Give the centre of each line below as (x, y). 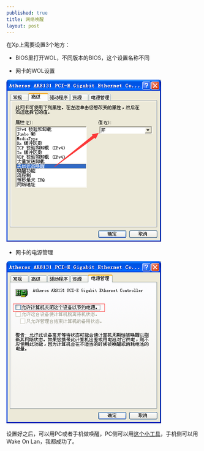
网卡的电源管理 (34, 252)
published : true (27, 13)
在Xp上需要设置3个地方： (38, 45)
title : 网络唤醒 (25, 19)
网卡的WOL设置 (35, 71)
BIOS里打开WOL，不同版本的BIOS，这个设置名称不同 (82, 58)
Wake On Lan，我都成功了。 (42, 442)
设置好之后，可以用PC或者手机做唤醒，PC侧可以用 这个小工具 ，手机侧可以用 (102, 434)
